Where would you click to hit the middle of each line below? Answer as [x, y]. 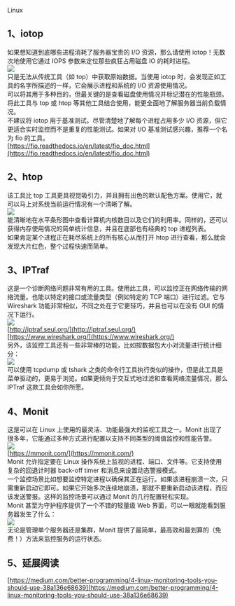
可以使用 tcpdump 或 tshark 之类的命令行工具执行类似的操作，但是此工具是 [115, 370]
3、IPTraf [28, 270]
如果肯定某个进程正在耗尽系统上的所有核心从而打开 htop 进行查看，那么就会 [116, 237]
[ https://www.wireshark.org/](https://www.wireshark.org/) [91, 337]
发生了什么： [38, 514]
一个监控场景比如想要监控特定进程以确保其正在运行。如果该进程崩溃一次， [114, 479]
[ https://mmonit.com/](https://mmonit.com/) [71, 453]
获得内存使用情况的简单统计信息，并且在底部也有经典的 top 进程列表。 [109, 228]
